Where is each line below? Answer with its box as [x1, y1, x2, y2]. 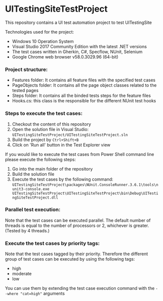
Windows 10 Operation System [12, 38, 74, 44]
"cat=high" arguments [20, 291, 65, 297]
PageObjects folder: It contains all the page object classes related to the [12, 82, 157, 88]
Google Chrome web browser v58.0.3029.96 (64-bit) [12, 54, 119, 59]
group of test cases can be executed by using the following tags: [5, 256, 135, 262]
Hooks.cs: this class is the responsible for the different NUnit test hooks [12, 98, 156, 104]
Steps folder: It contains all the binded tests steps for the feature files [12, 93, 151, 98]
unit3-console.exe [12, 187, 50, 191]
